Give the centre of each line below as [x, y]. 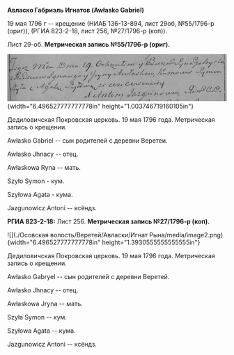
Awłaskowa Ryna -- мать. [44, 168]
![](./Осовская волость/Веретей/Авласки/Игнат [78, 235]
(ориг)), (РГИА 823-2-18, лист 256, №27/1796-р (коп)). [87, 31]
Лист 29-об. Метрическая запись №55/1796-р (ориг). [89, 44]
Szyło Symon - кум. [36, 181]
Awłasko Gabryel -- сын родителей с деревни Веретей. [88, 277]
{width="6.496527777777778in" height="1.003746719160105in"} [100, 106]
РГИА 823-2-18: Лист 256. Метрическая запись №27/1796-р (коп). [109, 221]
